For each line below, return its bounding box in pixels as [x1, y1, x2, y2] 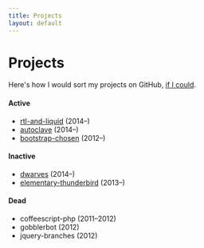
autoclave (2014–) [19, 125, 79, 134]
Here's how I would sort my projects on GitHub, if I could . [8, 80, 197, 90]
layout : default [8, 19, 62, 27]
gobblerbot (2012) [19, 222, 80, 232]
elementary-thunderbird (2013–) [19, 178, 126, 187]
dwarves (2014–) [19, 169, 76, 178]
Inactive [8, 151, 36, 161]
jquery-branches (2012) [19, 231, 98, 241]
